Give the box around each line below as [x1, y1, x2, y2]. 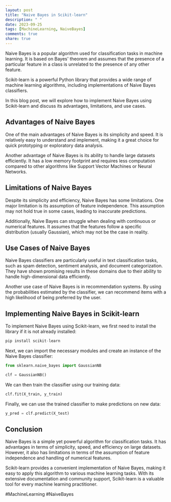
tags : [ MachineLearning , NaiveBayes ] [5, 27, 86, 32]
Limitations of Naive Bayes [5, 183, 92, 192]
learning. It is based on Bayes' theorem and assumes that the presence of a [5, 55, 164, 62]
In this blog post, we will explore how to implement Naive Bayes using [5, 97, 152, 103]
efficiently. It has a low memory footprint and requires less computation [5, 158, 156, 164]
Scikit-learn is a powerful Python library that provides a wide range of [5, 76, 152, 83]
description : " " [5, 17, 42, 22]
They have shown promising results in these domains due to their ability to [5, 268, 162, 275]
